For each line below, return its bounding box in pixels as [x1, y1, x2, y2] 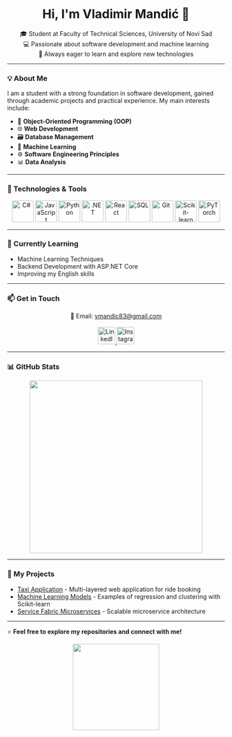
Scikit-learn [17, 600, 50, 608]
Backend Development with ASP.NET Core [17, 262, 138, 270]
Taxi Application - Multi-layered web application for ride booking [17, 585, 201, 593]
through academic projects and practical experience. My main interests [7, 97, 211, 105]
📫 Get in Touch [7, 294, 60, 303]
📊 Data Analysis [17, 158, 66, 166]
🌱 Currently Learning [7, 239, 79, 249]
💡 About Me [7, 73, 48, 83]
